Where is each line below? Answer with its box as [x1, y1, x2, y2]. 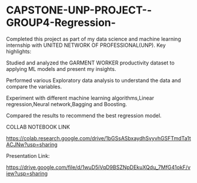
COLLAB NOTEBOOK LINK [6, 123, 71, 130]
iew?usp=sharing [6, 170, 48, 177]
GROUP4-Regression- [6, 16, 116, 29]
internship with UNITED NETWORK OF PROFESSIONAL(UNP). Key [6, 42, 166, 49]
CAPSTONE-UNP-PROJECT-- [6, 4, 152, 17]
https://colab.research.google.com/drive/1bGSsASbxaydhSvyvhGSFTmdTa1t [6, 134, 191, 141]
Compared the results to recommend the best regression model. [6, 112, 162, 119]
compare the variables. [6, 83, 62, 90]
